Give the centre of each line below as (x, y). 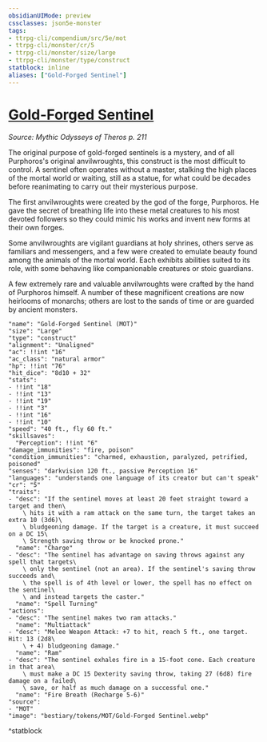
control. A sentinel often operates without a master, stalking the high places (133, 170)
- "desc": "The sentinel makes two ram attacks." (93, 618)
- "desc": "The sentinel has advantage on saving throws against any (127, 555)
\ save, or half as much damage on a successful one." (116, 688)
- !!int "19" (30, 401)
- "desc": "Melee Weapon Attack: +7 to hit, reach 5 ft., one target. (128, 632)
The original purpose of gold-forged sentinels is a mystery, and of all (122, 152)
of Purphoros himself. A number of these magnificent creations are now (126, 292)
